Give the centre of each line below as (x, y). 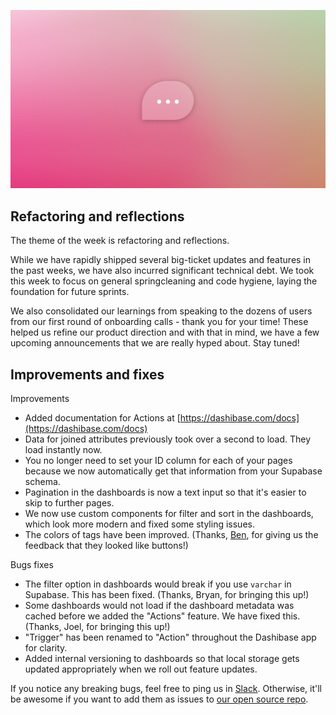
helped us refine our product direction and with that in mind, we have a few (165, 332)
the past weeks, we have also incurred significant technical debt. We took (162, 271)
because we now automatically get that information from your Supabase (173, 471)
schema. (42, 482)
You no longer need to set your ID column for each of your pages (158, 461)
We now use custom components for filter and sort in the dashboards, (169, 514)
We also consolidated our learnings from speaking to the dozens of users (161, 311)
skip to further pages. (69, 503)
